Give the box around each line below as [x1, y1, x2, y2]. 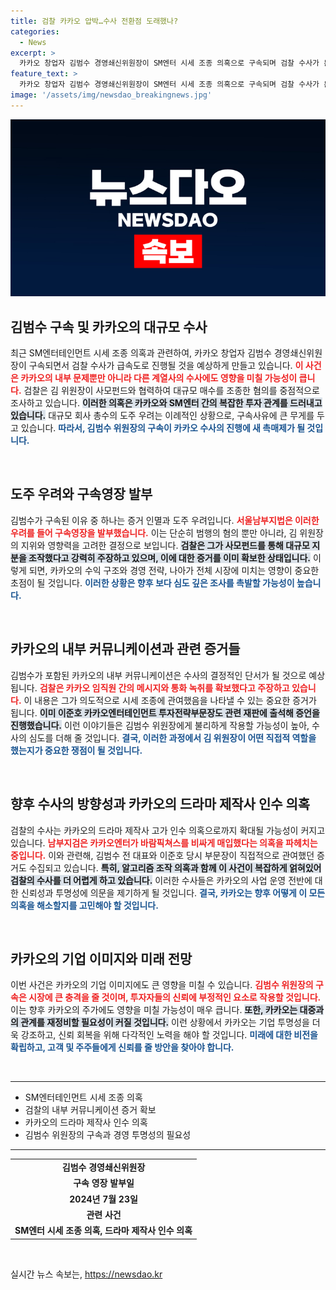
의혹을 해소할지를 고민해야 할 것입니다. [10, 899, 159, 911]
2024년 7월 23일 [69, 1193, 138, 1205]
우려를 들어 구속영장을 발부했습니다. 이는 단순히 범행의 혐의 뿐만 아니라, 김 [10, 526, 298, 539]
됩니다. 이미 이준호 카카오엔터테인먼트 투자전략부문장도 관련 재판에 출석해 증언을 [10, 706, 320, 719]
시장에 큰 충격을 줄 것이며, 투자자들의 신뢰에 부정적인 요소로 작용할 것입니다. [28, 991, 322, 1004]
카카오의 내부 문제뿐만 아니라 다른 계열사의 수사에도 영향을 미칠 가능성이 [20, 372, 298, 384]
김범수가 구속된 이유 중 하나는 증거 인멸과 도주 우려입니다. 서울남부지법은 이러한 [10, 514, 320, 526]
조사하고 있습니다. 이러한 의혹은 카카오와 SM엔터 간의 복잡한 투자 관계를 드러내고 [10, 397, 323, 409]
